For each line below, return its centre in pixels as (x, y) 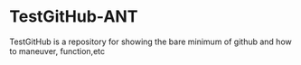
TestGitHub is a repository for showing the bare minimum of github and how (150, 42)
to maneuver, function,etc (57, 51)
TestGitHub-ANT (74, 17)
